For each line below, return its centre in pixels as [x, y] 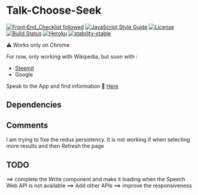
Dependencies [34, 105]
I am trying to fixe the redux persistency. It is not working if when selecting [98, 140]
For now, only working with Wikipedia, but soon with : [72, 56]
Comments [27, 125]
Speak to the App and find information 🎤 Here [62, 86]
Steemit [24, 68]
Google [24, 74]
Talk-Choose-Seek [54, 10]
